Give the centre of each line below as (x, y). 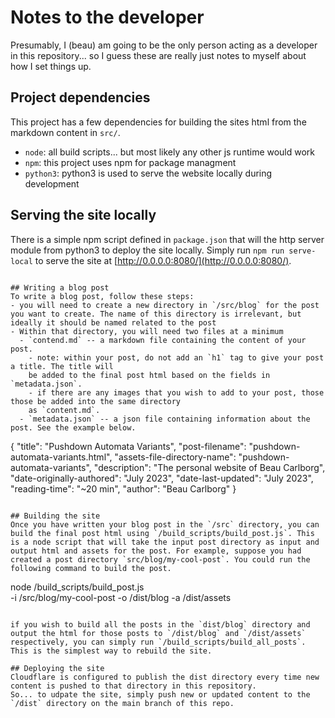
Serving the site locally (83, 215)
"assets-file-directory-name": (175, 457)
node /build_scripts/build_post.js (77, 587)
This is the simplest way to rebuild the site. (111, 651)
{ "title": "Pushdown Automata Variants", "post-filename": (128, 446)
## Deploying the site (57, 668)
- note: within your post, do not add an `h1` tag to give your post (176, 357)
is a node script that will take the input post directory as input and (165, 542)
